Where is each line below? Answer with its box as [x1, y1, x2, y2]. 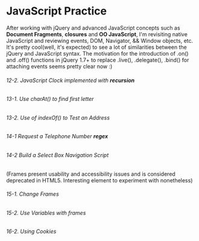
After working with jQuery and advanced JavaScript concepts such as [6, 24, 180, 31]
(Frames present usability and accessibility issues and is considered [6, 170, 176, 178]
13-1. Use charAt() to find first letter [6, 95, 94, 103]
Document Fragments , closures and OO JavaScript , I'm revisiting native [6, 30, 188, 37]
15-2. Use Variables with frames [6, 209, 86, 216]
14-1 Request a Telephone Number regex [6, 133, 109, 140]
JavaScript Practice [6, 4, 107, 18]
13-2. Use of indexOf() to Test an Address [6, 114, 110, 121]
